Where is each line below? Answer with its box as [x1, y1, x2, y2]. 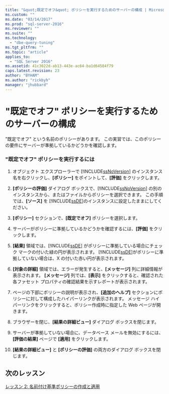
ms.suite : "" [5, 31, 33, 36]
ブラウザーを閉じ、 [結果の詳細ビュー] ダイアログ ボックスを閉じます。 [12, 318, 159, 325]
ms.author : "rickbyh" [5, 78, 51, 83]
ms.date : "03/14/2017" [5, 17, 53, 22]
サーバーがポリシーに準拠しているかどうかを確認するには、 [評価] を [12, 225, 154, 232]
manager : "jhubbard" [5, 82, 49, 87]
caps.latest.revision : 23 [5, 69, 59, 74]
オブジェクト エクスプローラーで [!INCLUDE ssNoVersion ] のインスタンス [12, 168, 163, 174]
